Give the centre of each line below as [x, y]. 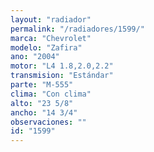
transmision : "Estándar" [62, 76]
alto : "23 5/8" [42, 103]
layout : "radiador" [51, 19]
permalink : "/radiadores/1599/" [77, 29]
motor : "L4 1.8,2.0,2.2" [62, 66]
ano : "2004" [35, 57]
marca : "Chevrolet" [51, 38]
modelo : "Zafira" [46, 47]
